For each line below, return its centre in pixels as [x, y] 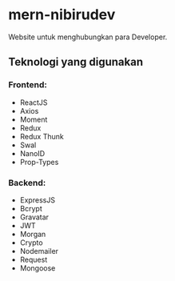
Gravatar [34, 217]
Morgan [33, 234]
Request [34, 259]
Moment [34, 119]
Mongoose [38, 268]
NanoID [32, 153]
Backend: [27, 183]
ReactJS [34, 102]
